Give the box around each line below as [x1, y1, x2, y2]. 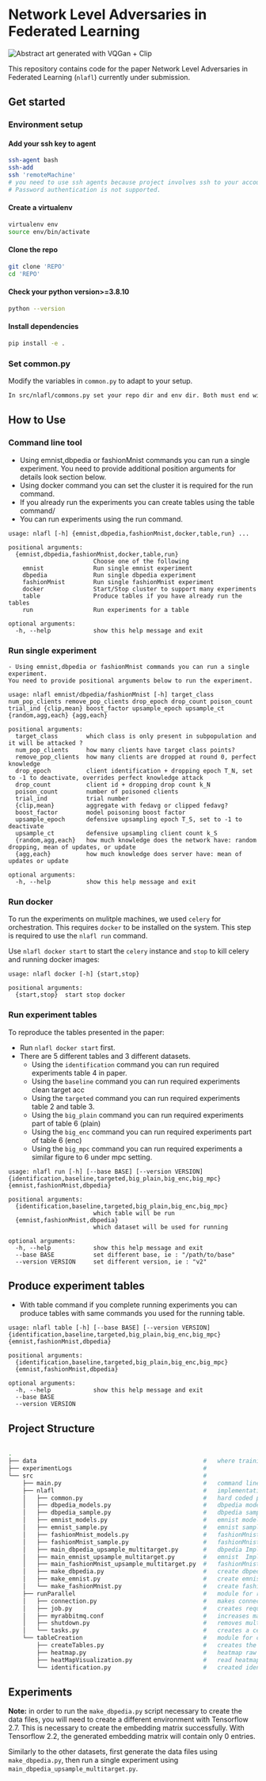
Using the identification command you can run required [31, 1060, 219, 1069]
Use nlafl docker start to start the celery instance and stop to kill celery [8, 946, 249, 956]
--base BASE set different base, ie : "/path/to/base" [15, 1251, 236, 1259]
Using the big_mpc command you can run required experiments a [31, 1144, 243, 1153]
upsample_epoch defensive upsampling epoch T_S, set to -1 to [15, 816, 243, 824]
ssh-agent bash [8, 156, 59, 164]
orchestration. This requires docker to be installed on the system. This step [8, 923, 252, 932]
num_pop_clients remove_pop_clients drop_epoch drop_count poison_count [8, 697, 253, 706]
